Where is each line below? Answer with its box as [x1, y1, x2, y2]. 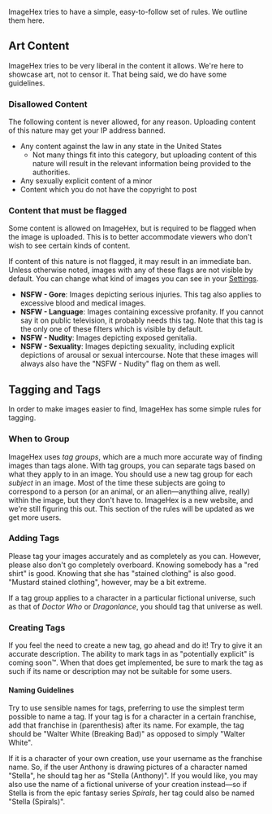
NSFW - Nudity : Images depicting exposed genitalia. [19, 333, 197, 343]
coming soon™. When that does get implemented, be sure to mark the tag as [8, 658, 264, 667]
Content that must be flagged [8, 205, 127, 217]
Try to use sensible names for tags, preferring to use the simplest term [8, 703, 245, 713]
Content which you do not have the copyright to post [19, 185, 197, 195]
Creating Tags [8, 622, 66, 633]
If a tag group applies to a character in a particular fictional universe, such [8, 592, 256, 602]
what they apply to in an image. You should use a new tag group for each [8, 469, 253, 479]
